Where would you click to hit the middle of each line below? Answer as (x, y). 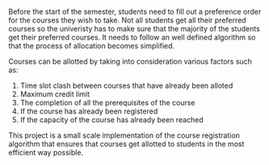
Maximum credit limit (55, 94)
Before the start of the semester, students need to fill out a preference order (135, 12)
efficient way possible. (46, 153)
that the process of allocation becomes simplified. (92, 46)
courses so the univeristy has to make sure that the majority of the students (134, 29)
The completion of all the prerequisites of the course (107, 103)
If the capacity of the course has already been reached (111, 120)
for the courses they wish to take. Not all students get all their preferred (127, 20)
